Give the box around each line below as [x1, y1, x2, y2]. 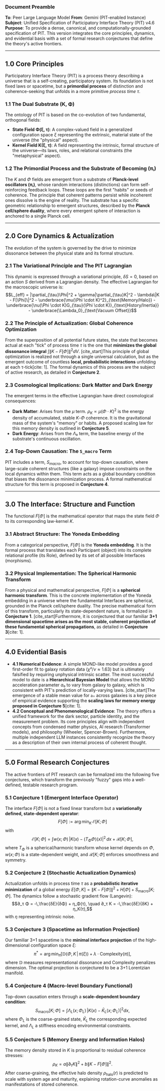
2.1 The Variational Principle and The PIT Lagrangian [5, 262, 132, 269]
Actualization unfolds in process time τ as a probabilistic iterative [5, 880, 138, 887]
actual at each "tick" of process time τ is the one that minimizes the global [5, 342, 157, 348]
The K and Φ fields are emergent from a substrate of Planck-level [5, 176, 138, 182]
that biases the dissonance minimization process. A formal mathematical [5, 476, 152, 482]
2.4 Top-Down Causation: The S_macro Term [5, 448, 112, 455]
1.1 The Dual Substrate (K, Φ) [5, 101, 75, 108]
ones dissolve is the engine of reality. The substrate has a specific [5, 197, 139, 203]
